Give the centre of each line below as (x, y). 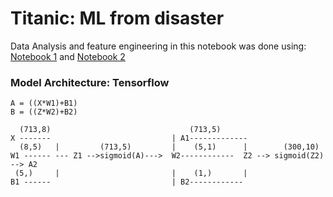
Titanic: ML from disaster (117, 18)
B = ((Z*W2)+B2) (44, 112)
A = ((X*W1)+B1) (44, 103)
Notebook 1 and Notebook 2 (68, 56)
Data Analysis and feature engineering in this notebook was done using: (158, 46)
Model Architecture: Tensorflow (90, 82)
